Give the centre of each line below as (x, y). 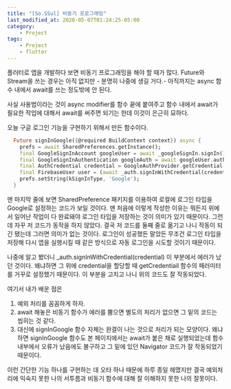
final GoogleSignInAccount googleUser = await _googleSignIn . (110, 153)
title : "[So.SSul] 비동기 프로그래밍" (57, 13)
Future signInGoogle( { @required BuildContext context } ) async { (107, 140)
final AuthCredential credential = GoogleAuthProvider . (101, 166)
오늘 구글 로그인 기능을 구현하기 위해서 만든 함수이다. (78, 127)
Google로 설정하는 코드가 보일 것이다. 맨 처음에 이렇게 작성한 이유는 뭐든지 (107, 208)
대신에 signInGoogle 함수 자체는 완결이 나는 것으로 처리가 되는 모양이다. (114, 329)
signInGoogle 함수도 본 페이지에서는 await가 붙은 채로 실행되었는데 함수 (127, 337)
